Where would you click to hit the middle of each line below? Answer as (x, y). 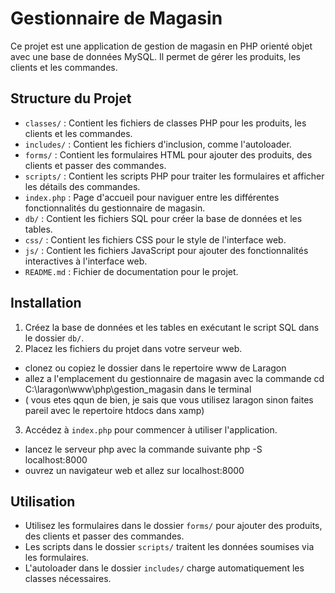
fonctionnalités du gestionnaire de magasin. (115, 208)
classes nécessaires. (68, 579)
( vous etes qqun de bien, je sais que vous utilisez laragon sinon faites (169, 399)
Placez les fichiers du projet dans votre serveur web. (133, 348)
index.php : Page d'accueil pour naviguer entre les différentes (152, 197)
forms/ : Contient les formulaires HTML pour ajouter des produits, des (168, 154)
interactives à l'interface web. (86, 261)
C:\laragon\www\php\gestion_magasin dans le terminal (138, 389)
